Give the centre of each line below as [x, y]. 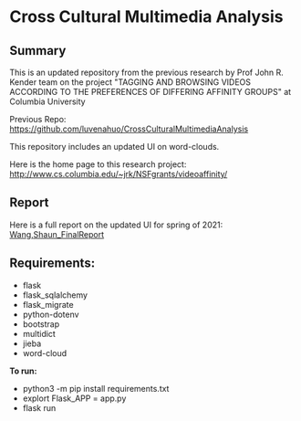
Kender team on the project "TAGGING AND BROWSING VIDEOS [130, 82]
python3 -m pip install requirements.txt [96, 388]
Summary [38, 51]
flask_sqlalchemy [55, 295]
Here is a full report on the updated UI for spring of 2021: [116, 225]
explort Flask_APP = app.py [74, 398]
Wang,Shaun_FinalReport [57, 234]
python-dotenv [51, 314]
